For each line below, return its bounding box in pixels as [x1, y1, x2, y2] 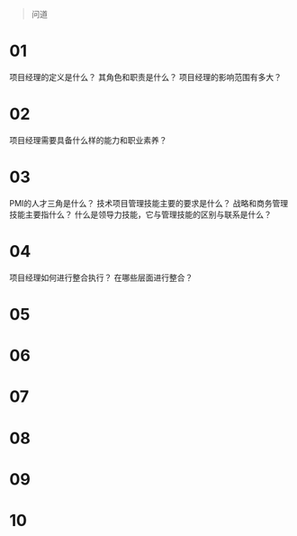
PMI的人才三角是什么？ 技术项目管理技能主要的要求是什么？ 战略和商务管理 [9, 197, 289, 208]
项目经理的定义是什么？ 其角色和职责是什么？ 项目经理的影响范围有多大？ [9, 71, 282, 82]
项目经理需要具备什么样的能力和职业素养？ [9, 134, 167, 145]
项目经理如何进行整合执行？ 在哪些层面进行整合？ [9, 272, 193, 283]
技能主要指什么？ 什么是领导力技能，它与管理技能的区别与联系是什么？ [9, 209, 272, 220]
